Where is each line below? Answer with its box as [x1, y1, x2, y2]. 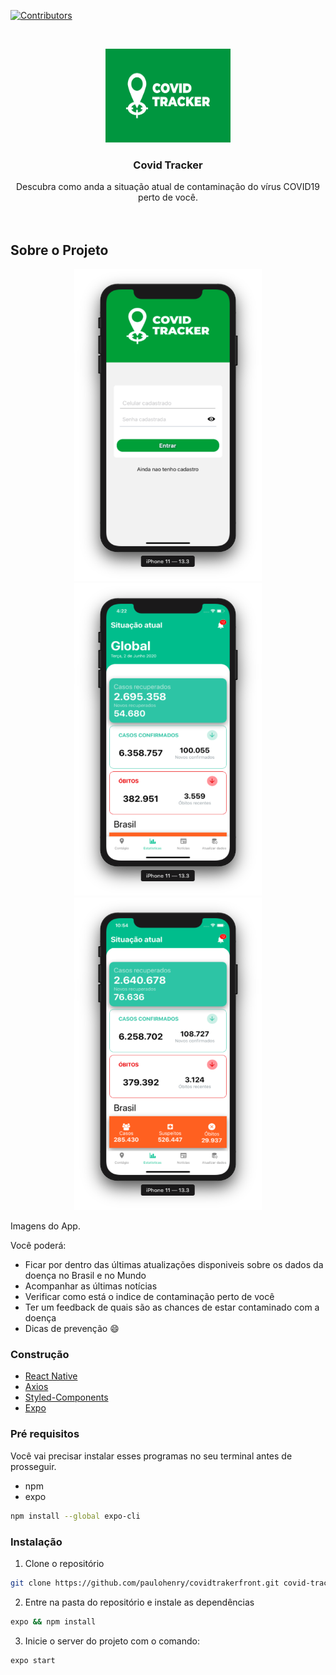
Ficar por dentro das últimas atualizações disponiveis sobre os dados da [24, 1259, 324, 1271]
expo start [10, 1655, 56, 1665]
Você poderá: [10, 1240, 67, 1252]
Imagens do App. [10, 1220, 81, 1232]
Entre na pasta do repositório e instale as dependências [24, 1596, 255, 1608]
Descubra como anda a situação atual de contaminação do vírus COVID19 [16, 181, 320, 193]
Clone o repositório [24, 1557, 105, 1569]
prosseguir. [10, 1460, 57, 1472]
